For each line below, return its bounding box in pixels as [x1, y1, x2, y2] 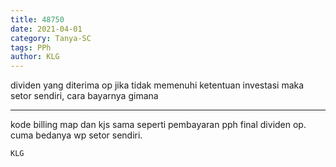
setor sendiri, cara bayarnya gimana [10, 90, 159, 102]
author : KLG [10, 52, 60, 62]
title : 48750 [10, 14, 65, 25]
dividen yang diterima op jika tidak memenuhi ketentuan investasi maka [10, 79, 305, 91]
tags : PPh [10, 42, 52, 53]
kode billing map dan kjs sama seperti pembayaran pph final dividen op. [10, 119, 307, 131]
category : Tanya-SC [10, 33, 92, 43]
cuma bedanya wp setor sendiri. [10, 129, 143, 141]
